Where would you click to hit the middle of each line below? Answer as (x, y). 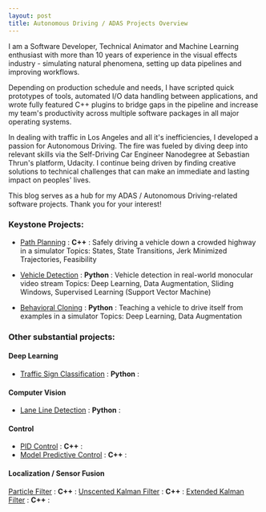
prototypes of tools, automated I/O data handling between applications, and (133, 96)
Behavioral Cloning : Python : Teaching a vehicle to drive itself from (131, 307)
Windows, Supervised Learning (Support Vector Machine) (115, 292)
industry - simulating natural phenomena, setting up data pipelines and (125, 63)
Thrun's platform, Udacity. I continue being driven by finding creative (122, 162)
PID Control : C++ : (51, 446)
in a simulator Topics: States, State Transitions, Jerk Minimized (123, 251)
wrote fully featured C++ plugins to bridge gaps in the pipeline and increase (133, 104)
